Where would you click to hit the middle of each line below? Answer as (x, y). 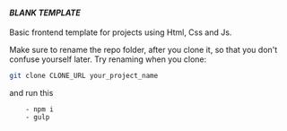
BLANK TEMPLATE (45, 13)
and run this (31, 93)
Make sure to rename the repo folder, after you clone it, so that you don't (143, 50)
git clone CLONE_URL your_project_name (84, 76)
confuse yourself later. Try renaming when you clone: (108, 59)
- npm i (39, 109)
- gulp (38, 118)
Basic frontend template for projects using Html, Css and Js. (121, 32)
